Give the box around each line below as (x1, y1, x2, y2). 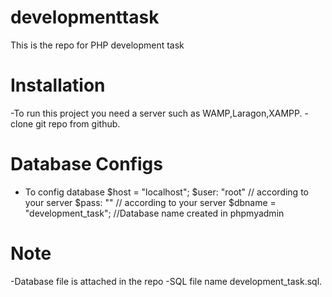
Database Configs (10, 153, 163, 176)
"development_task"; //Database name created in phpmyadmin (24, 207, 285, 219)
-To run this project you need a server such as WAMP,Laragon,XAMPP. (10, 107, 303, 119)
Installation (10, 74, 106, 97)
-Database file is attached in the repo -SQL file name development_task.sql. (10, 275, 323, 287)
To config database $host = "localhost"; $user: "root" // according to (24, 186, 309, 198)
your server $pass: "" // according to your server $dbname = (24, 196, 277, 208)
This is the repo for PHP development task (10, 39, 185, 51)
